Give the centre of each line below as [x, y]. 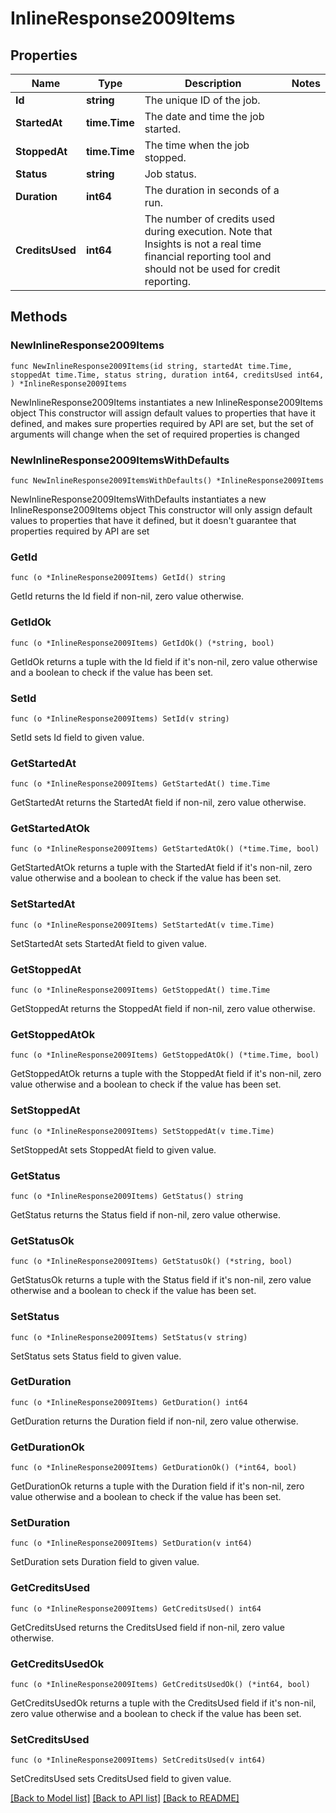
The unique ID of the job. [202, 100]
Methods [39, 317]
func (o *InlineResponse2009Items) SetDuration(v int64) [131, 1543]
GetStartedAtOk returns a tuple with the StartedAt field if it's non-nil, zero [161, 868]
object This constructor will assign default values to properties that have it [163, 413]
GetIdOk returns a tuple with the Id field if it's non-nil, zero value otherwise [164, 661]
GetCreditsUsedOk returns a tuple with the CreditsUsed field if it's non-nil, [163, 1703]
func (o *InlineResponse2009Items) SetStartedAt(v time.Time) [142, 925]
